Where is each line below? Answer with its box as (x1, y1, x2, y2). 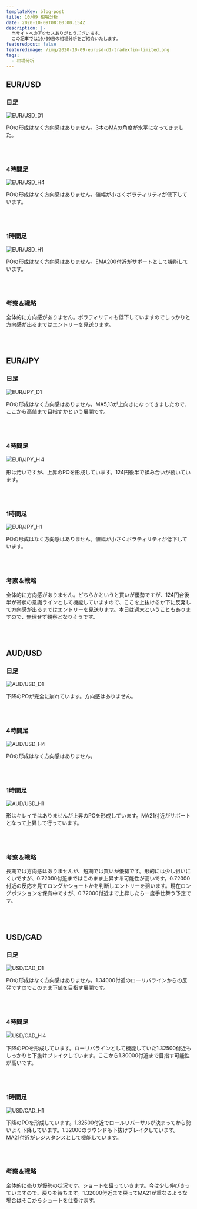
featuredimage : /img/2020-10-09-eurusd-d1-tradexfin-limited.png (6, 47, 169, 53)
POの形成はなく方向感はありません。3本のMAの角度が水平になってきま (6, 124, 179, 131)
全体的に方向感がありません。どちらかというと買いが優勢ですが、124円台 (6, 591, 185, 598)
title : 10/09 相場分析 (6, 14, 58, 20)
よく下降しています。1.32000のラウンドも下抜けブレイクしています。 (11, 1126, 179, 1133)
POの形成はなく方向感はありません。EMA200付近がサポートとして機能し (6, 258, 183, 265)
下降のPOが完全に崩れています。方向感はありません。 (6, 693, 136, 700)
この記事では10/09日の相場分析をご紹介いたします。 (11, 36, 121, 42)
